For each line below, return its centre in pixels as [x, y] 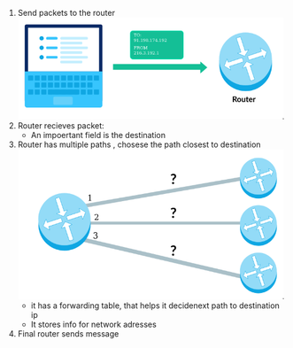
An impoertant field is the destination [98, 135]
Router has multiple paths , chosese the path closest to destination [139, 144]
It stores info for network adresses [93, 324]
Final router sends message [68, 333]
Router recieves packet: [61, 125]
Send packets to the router [66, 13]
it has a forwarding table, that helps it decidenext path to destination [155, 305]
